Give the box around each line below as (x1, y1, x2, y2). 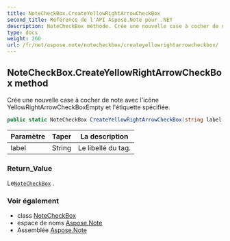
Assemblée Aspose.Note (16, 226, 88, 234)
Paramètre (10, 131, 46, 141)
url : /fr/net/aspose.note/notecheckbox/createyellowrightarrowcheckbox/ (7, 42, 219, 48)
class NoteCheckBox (16, 212, 77, 220)
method (14, 78, 49, 89)
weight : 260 (7, 36, 41, 42)
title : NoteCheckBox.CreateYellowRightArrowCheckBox (7, 10, 161, 17)
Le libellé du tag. (77, 143, 131, 152)
